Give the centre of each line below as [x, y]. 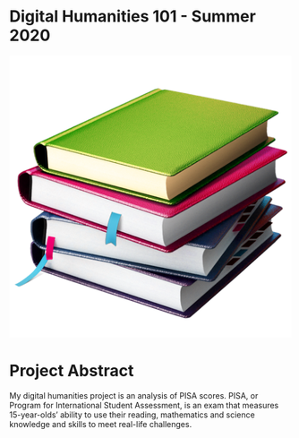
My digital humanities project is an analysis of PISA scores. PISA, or [134, 395]
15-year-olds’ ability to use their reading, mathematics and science [132, 415]
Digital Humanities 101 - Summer [133, 17]
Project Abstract [72, 371]
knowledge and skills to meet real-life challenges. [101, 424]
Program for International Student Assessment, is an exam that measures [144, 405]
